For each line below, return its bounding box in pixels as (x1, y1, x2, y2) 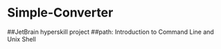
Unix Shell (7, 35, 36, 43)
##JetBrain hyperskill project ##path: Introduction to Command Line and (7, 28, 215, 36)
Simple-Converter (7, 5, 114, 21)
